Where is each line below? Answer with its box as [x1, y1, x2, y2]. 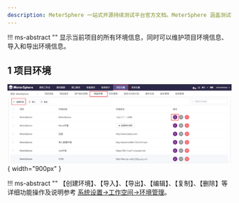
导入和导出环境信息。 [7, 41, 70, 50]
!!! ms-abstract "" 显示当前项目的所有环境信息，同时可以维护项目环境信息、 [7, 33, 228, 41]
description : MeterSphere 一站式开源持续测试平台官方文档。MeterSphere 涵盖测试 [7, 11, 231, 19]
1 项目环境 [7, 65, 52, 77]
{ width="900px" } [7, 165, 62, 173]
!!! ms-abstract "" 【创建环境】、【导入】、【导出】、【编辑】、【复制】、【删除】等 [7, 179, 228, 188]
